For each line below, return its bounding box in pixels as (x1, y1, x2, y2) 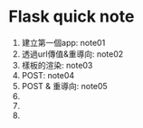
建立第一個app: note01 (21, 37, 106, 48)
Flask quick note (8, 6, 135, 27)
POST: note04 (21, 69, 75, 80)
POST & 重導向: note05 (21, 80, 108, 91)
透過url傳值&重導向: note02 (21, 48, 124, 59)
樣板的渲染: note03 (21, 59, 93, 70)
